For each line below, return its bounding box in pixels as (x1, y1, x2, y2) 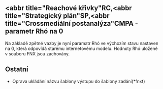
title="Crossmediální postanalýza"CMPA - (5, 19, 138, 28)
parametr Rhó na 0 (5, 27, 64, 36)
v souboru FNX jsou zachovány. (5, 50, 70, 56)
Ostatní (5, 65, 29, 74)
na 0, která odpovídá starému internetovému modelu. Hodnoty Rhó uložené (5, 45, 158, 51)
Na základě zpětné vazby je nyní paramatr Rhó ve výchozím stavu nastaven (5, 40, 159, 46)
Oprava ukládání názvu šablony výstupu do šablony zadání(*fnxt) (12, 78, 145, 84)
